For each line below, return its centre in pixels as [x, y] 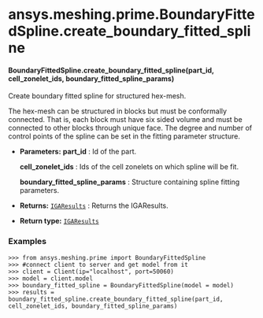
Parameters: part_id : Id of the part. [78, 152]
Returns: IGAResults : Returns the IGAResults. [94, 205]
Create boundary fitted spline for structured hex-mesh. [97, 96]
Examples [28, 242]
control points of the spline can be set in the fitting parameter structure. [124, 136]
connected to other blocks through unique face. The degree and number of [130, 128]
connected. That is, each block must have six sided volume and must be [125, 120]
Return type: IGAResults [59, 221]
